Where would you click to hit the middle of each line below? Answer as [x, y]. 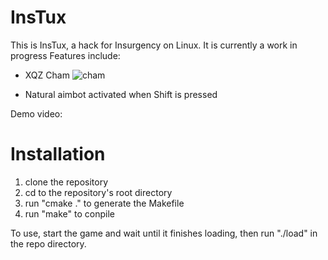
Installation [58, 154]
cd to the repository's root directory [98, 192]
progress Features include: [65, 55]
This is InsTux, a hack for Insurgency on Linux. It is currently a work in [154, 45]
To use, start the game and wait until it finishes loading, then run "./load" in [164, 233]
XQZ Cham [47, 75]
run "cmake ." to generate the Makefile [104, 203]
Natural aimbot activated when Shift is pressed [121, 94]
